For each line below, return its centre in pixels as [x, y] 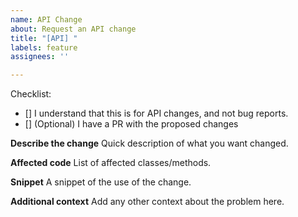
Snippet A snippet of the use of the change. [101, 182]
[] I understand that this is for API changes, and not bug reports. [156, 113]
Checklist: [31, 94]
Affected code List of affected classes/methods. [111, 163]
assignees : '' [40, 57]
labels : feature [44, 47]
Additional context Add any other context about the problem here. [147, 202]
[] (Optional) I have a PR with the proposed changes [131, 124]
